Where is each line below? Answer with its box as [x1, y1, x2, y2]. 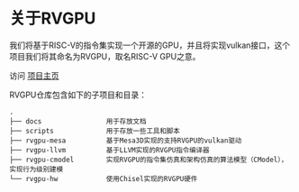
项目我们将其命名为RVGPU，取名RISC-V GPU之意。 [9, 50, 201, 61]
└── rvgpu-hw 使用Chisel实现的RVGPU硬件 [9, 174, 198, 183]
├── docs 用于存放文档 [9, 116, 147, 126]
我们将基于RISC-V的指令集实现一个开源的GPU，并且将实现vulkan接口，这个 [9, 40, 291, 50]
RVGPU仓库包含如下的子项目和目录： [9, 89, 147, 100]
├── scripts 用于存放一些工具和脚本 [9, 126, 180, 135]
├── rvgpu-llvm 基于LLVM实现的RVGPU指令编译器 [9, 145, 210, 154]
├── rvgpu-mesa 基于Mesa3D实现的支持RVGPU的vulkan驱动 [9, 136, 242, 145]
